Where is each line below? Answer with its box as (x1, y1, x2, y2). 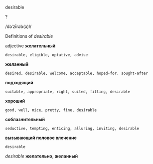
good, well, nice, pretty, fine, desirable (5, 108, 97, 113)
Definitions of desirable (5, 33, 53, 39)
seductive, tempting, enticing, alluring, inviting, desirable (5, 126, 140, 131)
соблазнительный (5, 117, 45, 122)
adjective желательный (5, 43, 56, 49)
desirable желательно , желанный (5, 153, 78, 159)
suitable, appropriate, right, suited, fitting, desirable (5, 89, 131, 94)
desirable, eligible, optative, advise (5, 52, 88, 57)
